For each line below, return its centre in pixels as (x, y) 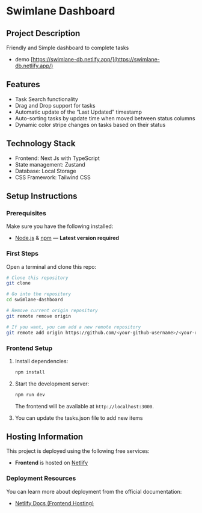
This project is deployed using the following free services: (78, 451)
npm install (30, 372)
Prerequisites (26, 213)
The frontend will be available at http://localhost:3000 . (84, 406)
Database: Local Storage (45, 171)
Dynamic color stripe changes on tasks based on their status (90, 124)
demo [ (24, 59)
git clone (19, 283)
